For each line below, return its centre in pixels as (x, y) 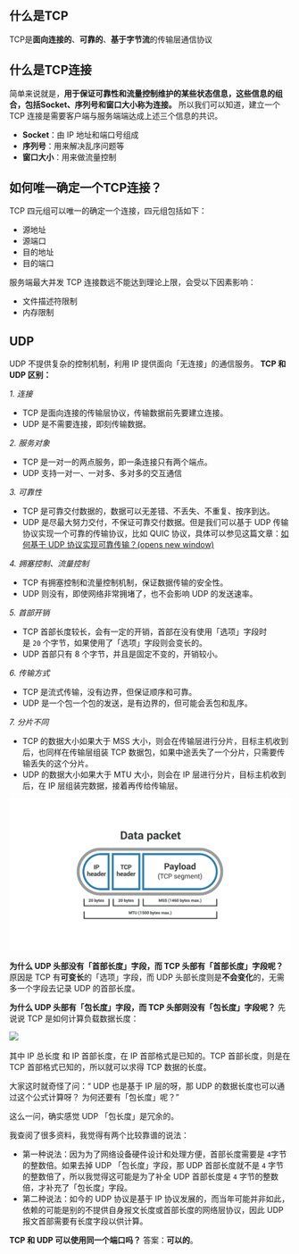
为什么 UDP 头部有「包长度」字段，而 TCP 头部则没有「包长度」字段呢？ (143, 1007)
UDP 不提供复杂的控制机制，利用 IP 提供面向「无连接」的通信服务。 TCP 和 (148, 364)
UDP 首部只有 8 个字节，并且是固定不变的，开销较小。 (122, 654)
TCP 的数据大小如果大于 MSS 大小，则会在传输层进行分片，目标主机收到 (155, 741)
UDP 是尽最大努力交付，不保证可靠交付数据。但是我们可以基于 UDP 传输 (155, 522)
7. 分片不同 (29, 723)
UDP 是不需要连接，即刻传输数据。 (87, 424)
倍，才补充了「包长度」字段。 (77, 1188)
